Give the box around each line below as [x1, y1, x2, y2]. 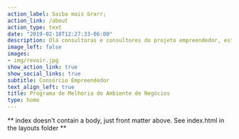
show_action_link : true [7, 63, 78, 71]
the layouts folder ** [7, 124, 67, 132]
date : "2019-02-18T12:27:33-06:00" [7, 30, 113, 38]
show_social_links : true [7, 70, 81, 77]
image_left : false [7, 43, 62, 51]
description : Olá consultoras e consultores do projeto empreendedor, [7, 37, 221, 44]
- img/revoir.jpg [7, 57, 59, 64]
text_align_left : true [7, 83, 75, 91]
